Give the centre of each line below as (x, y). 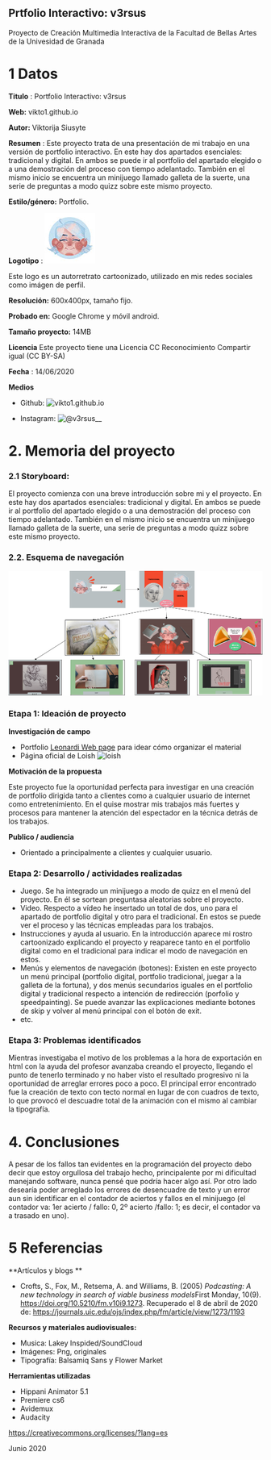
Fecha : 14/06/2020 (42, 371)
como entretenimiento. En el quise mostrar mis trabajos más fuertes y (124, 804)
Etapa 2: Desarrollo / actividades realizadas (96, 873)
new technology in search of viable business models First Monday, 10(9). (141, 1295)
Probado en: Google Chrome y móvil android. (84, 316)
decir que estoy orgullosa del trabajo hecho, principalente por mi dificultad (132, 1173)
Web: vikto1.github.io (44, 111)
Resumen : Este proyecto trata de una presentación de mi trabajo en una (129, 143)
